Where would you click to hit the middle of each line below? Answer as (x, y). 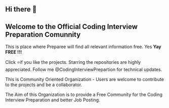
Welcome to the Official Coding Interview (72, 27)
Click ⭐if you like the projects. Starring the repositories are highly (73, 62)
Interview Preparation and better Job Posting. (53, 100)
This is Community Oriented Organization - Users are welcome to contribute (85, 80)
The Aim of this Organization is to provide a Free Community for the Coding (84, 95)
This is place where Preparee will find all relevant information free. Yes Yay (83, 47)
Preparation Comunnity (43, 34)
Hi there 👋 (21, 9)
